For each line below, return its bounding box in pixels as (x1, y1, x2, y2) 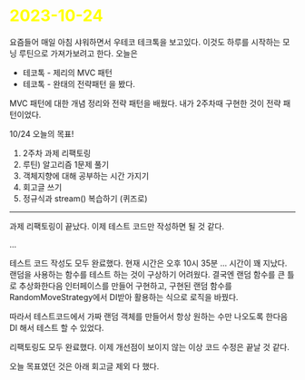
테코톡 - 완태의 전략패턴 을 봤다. (22, 78, 136, 89)
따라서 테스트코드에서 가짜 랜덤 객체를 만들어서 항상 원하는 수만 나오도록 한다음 (9, 310, 289, 322)
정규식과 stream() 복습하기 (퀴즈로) (22, 192, 148, 204)
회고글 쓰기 (22, 181, 63, 192)
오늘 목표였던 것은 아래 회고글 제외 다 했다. (9, 360, 160, 372)
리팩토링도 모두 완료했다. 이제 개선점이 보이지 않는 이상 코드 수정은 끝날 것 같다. (9, 341, 290, 352)
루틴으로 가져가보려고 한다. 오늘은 (18, 47, 138, 59)
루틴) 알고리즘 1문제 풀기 (22, 159, 110, 170)
